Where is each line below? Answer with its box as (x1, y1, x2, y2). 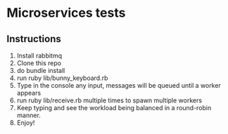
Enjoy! (16, 119, 35, 127)
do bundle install (16, 67, 65, 74)
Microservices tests (6, 5, 126, 21)
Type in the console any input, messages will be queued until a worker (16, 81, 221, 89)
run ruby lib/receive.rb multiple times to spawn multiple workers (16, 96, 202, 105)
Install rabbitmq (16, 51, 63, 60)
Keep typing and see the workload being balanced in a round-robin (16, 104, 212, 112)
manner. (16, 111, 42, 119)
